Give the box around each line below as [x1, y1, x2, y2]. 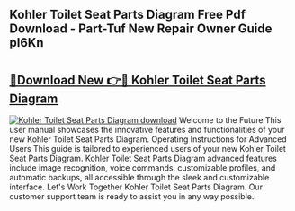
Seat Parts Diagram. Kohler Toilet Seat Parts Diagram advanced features [9, 153, 277, 163]
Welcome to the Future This [178, 115, 282, 125]
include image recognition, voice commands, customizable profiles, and [9, 163, 276, 173]
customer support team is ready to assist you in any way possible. [9, 191, 255, 201]
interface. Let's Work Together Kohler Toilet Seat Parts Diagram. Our [9, 181, 264, 192]
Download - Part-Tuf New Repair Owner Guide [9, 22, 273, 37]
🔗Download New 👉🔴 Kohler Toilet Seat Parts [9, 72, 266, 88]
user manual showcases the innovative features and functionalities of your [9, 125, 285, 135]
